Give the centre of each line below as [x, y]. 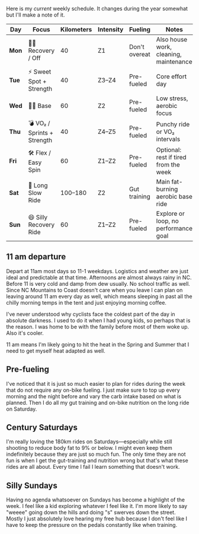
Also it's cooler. [25, 333]
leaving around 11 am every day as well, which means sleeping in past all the [99, 296]
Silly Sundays [32, 485]
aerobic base [174, 196]
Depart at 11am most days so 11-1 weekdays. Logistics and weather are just [97, 271]
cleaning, [169, 54]
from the [168, 164]
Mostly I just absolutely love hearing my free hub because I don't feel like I [97, 519]
